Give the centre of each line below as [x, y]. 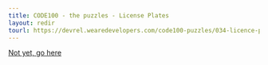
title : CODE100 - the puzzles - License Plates [89, 15]
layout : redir [32, 23]
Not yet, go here [35, 53]
